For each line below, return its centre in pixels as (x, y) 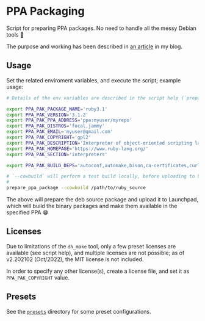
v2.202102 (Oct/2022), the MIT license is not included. (75, 259)
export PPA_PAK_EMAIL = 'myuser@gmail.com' (60, 132)
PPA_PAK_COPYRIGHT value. (38, 277)
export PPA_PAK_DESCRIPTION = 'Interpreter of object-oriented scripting (99, 143)
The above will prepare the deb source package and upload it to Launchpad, (103, 199)
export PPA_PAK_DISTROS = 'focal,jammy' (56, 126)
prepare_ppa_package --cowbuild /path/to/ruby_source (76, 188)
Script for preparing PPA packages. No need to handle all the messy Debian (101, 28)
